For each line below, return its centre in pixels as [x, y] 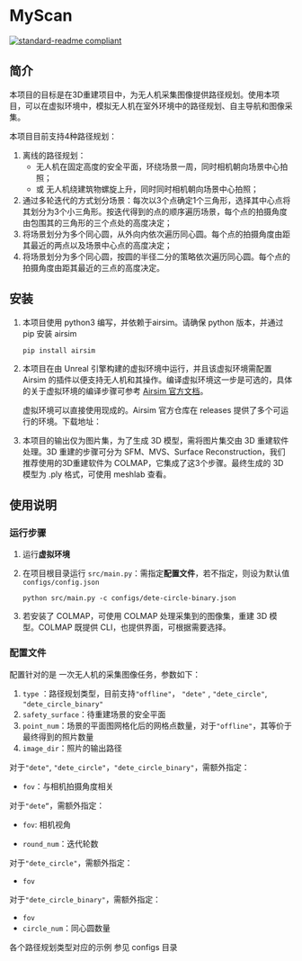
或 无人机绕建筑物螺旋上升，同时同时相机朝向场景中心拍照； [147, 189]
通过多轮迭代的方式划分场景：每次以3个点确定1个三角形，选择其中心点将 [156, 200]
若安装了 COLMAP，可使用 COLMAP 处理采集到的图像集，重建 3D [145, 616]
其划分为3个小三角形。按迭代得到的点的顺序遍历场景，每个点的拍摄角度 [155, 211]
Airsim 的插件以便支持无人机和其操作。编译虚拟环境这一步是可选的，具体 [157, 380]
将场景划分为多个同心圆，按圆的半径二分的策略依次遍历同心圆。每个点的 [156, 256]
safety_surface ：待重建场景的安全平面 [94, 714]
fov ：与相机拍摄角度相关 [68, 786]
